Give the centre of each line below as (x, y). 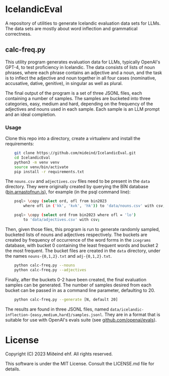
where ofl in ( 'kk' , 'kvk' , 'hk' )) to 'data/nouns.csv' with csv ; (94, 206)
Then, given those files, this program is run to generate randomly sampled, (82, 229)
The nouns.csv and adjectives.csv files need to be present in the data (77, 181)
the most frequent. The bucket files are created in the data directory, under (83, 251)
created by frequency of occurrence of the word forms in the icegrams (78, 240)
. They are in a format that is (131, 314)
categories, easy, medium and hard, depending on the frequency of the (79, 104)
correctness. (18, 34)
